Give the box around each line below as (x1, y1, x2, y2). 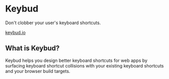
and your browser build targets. (5, 68, 70, 74)
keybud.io (5, 29, 26, 35)
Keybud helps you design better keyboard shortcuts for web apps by (5, 57, 147, 63)
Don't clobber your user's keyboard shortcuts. (5, 20, 101, 26)
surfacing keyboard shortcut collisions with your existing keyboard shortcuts (5, 62, 164, 68)
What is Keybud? (5, 44, 60, 53)
